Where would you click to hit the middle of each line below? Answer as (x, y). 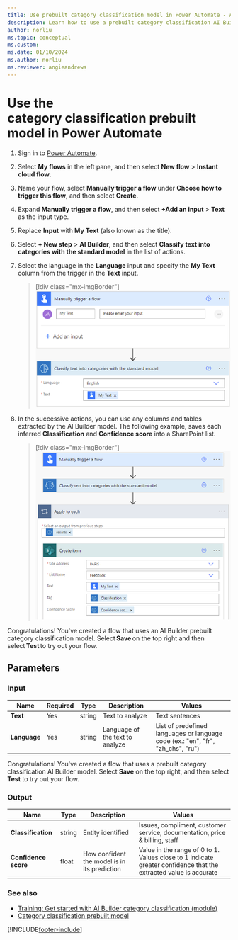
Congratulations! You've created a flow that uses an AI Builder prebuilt (110, 630)
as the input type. (43, 217)
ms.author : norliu (34, 60)
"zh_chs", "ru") (177, 748)
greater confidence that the (178, 865)
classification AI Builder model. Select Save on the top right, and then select (118, 771)
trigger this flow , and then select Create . (78, 196)
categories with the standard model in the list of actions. (101, 251)
